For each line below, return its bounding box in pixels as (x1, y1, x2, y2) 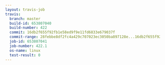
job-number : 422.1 (9, 43, 48, 48)
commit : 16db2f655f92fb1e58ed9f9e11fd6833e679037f (9, 30, 115, 35)
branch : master (9, 16, 41, 21)
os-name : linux (9, 48, 41, 53)
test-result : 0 (9, 52, 41, 58)
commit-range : (9, 35, 38, 40)
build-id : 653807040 (9, 21, 52, 26)
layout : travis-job (5, 7, 45, 12)
